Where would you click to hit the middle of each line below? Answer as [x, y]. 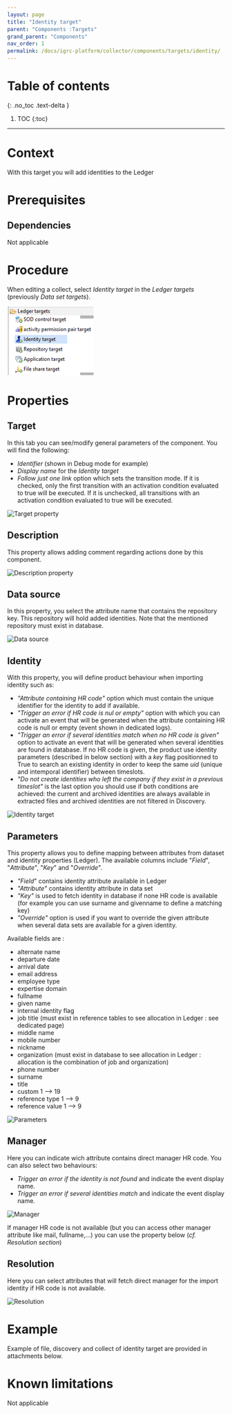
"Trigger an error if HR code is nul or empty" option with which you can [119, 713]
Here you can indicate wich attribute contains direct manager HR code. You [115, 1157]
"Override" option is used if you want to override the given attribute [113, 918]
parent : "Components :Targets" [52, 29]
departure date [38, 959]
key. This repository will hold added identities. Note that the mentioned [108, 618]
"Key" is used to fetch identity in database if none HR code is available [117, 896]
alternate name [39, 952]
